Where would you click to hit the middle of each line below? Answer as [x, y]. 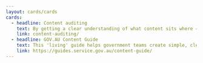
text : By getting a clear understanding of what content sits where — [108, 28]
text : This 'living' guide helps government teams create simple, [102, 46]
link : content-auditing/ [48, 34]
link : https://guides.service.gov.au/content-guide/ [85, 51]
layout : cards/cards [32, 12]
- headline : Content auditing [49, 23]
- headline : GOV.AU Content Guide [55, 40]
